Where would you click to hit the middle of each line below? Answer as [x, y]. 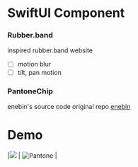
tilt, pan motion [39, 72]
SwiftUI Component [66, 13]
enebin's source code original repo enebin [69, 106]
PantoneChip [30, 91]
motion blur [34, 64]
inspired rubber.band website [50, 50]
